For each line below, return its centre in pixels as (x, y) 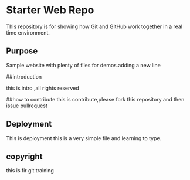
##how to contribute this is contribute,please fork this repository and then (95, 99)
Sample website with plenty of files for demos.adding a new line (84, 65)
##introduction (24, 76)
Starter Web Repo (50, 10)
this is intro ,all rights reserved (43, 88)
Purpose (22, 51)
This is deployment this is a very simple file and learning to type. (84, 138)
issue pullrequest (27, 106)
